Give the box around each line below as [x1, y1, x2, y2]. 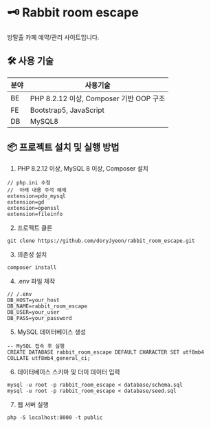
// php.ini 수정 [7, 179, 51, 186]
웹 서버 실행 [16, 400, 49, 409]
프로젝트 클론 [16, 224, 53, 232]
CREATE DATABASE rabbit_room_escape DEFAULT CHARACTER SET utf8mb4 [7, 348, 205, 356]
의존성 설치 [16, 250, 47, 258]
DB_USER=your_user [7, 308, 60, 316]
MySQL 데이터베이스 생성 [16, 328, 86, 336]
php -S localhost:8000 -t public [7, 414, 103, 421]
